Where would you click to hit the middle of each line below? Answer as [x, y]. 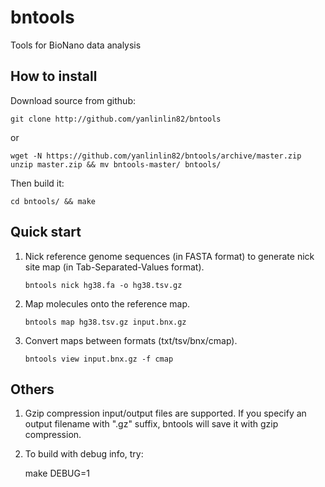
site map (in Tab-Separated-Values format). [114, 267]
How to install [54, 76]
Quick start [46, 232]
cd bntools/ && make [53, 201]
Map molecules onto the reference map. [107, 303]
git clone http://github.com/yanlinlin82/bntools [116, 119]
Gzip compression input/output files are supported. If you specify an [165, 413]
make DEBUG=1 [57, 473]
